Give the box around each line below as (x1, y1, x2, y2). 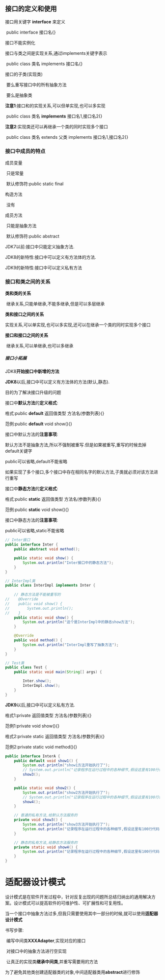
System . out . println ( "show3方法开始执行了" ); (23, 822, 110, 827)
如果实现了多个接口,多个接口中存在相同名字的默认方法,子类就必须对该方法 (5, 469, 154, 475)
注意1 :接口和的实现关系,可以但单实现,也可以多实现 (5, 103, 106, 109)
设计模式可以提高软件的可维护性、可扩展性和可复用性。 (13, 900, 126, 906)
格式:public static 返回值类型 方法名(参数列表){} (5, 496, 102, 502)
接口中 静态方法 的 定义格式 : (5, 486, 58, 492)
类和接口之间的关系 (5, 312, 44, 317)
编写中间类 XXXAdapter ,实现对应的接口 (6, 938, 86, 943)
